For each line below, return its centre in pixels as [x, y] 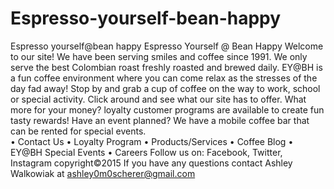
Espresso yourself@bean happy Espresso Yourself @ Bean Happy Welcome [167, 46]
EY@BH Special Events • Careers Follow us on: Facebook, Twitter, [146, 152]
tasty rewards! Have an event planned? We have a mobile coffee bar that [160, 120]
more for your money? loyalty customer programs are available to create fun [167, 109]
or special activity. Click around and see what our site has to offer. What [158, 99]
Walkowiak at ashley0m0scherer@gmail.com [103, 173]
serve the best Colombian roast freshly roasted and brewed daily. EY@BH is [166, 67]
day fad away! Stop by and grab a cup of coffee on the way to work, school [165, 88]
